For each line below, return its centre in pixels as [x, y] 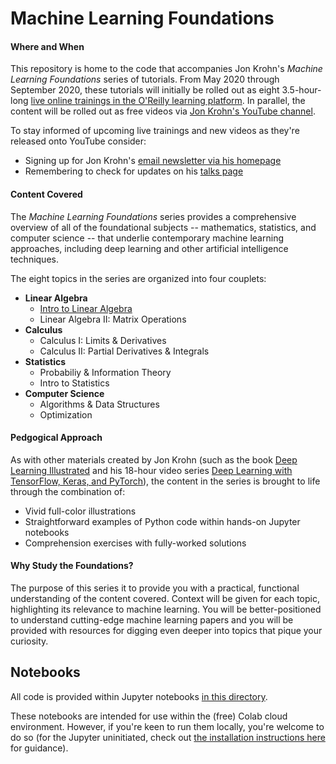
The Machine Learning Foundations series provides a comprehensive [153, 216]
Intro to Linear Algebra [86, 308]
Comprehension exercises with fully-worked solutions [135, 543]
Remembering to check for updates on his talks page [134, 171]
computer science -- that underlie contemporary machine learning [147, 238]
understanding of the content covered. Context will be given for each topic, [165, 598]
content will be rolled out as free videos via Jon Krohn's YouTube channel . [163, 111]
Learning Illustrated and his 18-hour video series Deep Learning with [151, 470]
